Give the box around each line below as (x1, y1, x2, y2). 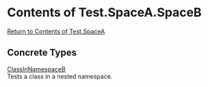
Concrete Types (7, 47, 77, 58)
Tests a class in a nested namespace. (7, 72, 113, 80)
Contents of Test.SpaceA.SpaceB (7, 5, 202, 20)
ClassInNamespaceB (7, 65, 66, 73)
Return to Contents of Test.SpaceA (7, 27, 105, 35)
